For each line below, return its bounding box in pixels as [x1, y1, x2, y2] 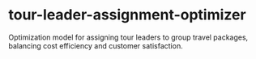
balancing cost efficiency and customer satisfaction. [8, 40, 184, 50]
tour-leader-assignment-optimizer [8, 6, 246, 24]
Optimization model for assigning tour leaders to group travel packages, [8, 32, 249, 42]
